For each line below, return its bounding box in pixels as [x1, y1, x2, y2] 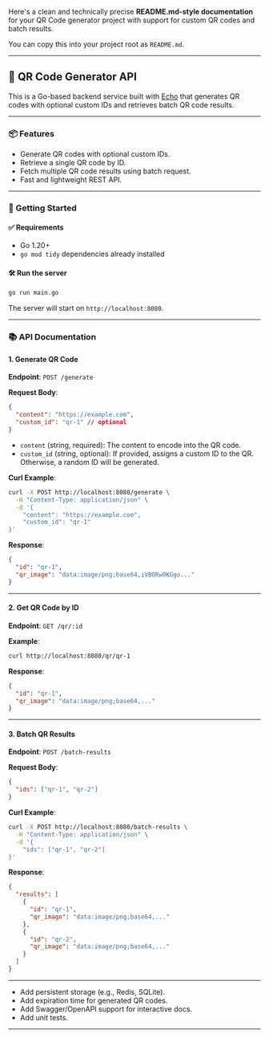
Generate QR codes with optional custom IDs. [19, 149, 171, 159]
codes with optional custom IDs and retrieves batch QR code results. [8, 100, 235, 109]
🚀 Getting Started [8, 202, 78, 214]
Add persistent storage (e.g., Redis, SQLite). [19, 987, 166, 996]
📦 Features [8, 128, 54, 139]
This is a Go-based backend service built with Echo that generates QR [8, 92, 240, 101]
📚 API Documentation [8, 332, 97, 343]
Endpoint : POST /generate [8, 372, 94, 382]
